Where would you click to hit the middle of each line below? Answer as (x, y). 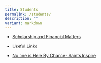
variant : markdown (24, 23)
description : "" (21, 18)
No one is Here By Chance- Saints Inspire (54, 56)
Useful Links (25, 46)
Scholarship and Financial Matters (46, 37)
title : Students (21, 9)
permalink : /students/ (28, 14)
